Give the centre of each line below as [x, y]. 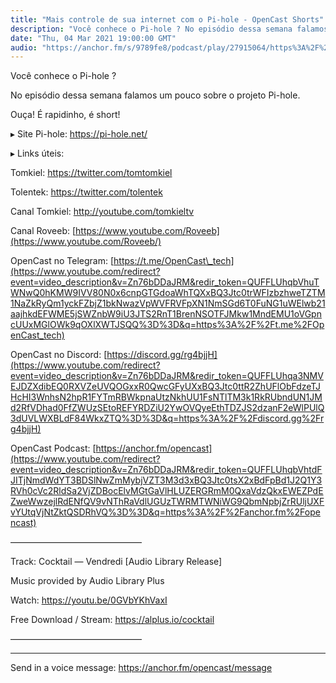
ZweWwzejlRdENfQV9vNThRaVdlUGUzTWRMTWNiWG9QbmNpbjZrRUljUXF [167, 502]
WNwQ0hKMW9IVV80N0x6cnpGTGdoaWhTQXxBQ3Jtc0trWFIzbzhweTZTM [168, 293]
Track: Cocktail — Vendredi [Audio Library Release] [116, 562]
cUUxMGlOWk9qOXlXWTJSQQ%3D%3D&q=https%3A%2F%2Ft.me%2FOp [167, 325]
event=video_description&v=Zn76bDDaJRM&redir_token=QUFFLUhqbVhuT [165, 282]
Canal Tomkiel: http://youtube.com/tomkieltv [102, 212]
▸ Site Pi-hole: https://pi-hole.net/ [79, 134]
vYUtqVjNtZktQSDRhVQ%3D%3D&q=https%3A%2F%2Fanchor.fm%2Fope [165, 512]
